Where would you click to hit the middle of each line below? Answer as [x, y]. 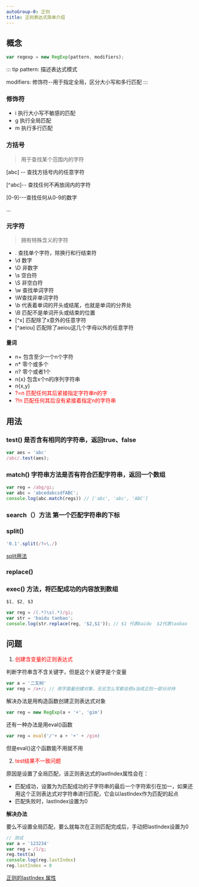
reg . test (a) [21, 855]
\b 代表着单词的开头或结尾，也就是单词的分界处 [73, 305]
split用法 [17, 556]
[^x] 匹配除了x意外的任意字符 [50, 320]
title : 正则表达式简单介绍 [36, 17]
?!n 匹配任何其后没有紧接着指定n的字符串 [65, 401]
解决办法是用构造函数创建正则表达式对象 [56, 701]
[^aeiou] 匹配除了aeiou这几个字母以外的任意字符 [74, 328]
